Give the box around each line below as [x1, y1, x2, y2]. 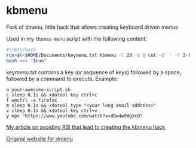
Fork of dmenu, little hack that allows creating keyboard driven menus [6, 23, 178, 31]
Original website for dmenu [6, 135, 73, 142]
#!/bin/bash [6, 46, 36, 53]
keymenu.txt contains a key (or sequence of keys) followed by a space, [6, 68, 182, 75]
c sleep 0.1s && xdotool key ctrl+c [6, 92, 97, 98]
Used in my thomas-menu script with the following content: [6, 35, 148, 42]
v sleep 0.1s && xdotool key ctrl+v [6, 107, 97, 114]
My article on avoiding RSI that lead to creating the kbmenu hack [6, 123, 166, 131]
